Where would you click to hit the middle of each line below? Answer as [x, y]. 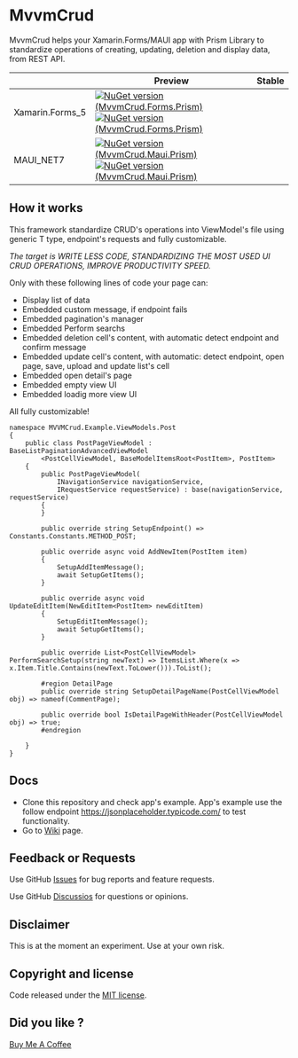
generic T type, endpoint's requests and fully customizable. [118, 239]
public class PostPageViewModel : [89, 443]
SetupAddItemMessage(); [100, 567]
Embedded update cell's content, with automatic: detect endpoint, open [153, 357]
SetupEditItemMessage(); [102, 622]
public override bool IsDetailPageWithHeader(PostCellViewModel [162, 715]
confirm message [54, 347]
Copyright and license [72, 973]
